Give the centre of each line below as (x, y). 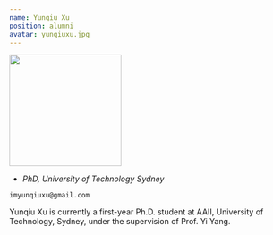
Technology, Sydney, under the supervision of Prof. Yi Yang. (120, 222)
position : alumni (42, 26)
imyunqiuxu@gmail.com (50, 196)
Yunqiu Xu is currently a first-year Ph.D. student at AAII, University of (136, 212)
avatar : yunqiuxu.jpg (50, 34)
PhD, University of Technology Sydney (93, 179)
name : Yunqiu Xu (39, 17)
